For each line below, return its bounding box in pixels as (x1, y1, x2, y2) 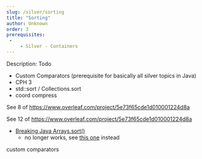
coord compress (15, 91, 57, 99)
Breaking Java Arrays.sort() (15, 127, 85, 134)
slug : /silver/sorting (6, 9, 64, 15)
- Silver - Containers (20, 44, 79, 50)
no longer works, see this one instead (24, 133, 120, 141)
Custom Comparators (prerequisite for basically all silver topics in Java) (15, 72, 196, 79)
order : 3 (6, 26, 29, 33)
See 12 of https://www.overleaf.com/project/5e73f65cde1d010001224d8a (6, 115, 192, 123)
